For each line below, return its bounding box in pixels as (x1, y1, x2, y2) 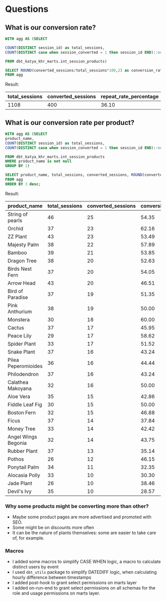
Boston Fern (7, 409, 36, 416)
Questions (5, 3, 48, 15)
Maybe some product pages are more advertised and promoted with (12, 514, 152, 520)
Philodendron (7, 370, 39, 377)
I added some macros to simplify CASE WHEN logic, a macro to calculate (12, 559, 161, 565)
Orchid (7, 225, 24, 232)
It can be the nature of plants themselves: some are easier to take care (12, 530, 157, 536)
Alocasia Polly (7, 472, 41, 479)
